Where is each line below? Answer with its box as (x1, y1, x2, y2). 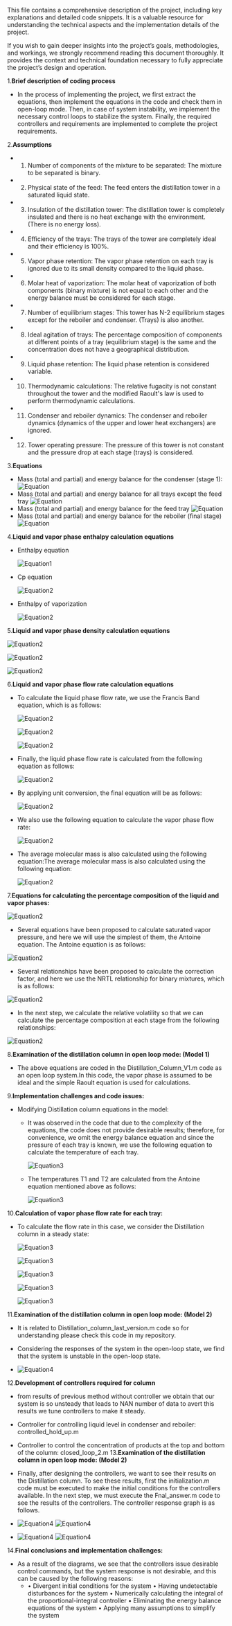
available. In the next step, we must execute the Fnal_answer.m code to (17, 1492, 220, 1499)
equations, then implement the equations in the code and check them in (17, 98, 222, 106)
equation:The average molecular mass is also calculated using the (17, 857, 206, 865)
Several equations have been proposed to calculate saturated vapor (17, 926, 211, 933)
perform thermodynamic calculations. (27, 397, 136, 404)
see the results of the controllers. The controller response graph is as (17, 1499, 215, 1507)
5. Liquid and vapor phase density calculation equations (7, 627, 170, 634)
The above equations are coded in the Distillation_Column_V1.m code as (17, 1064, 222, 1072)
